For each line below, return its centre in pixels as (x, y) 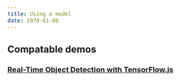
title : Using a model (40, 14)
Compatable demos (52, 49)
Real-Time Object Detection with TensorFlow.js (90, 70)
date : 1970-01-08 (33, 21)
